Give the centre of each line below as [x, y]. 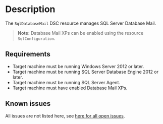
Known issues [28, 104]
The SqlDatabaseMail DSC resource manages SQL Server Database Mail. [81, 23]
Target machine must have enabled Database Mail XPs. [70, 88]
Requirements [28, 54]
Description [30, 9]
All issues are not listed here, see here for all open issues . [65, 116]
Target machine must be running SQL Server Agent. [66, 82]
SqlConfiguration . [36, 38]
